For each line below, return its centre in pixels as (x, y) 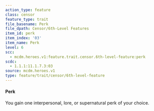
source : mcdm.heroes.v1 (30, 71)
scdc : (11, 62)
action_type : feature (28, 10)
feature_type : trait (27, 19)
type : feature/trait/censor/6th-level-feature (55, 76)
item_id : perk (20, 33)
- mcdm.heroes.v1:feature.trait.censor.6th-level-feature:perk (78, 57)
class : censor (20, 15)
